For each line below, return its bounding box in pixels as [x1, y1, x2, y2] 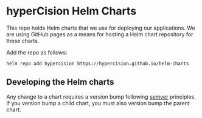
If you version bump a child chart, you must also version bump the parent [6, 99, 190, 107]
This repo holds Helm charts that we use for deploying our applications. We [6, 24, 196, 31]
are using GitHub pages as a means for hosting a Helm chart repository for [6, 30, 193, 38]
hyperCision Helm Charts [6, 4, 137, 18]
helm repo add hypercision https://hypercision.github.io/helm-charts [6, 61, 189, 67]
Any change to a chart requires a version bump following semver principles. [6, 93, 197, 100]
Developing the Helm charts [6, 77, 114, 87]
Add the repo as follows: [6, 48, 68, 56]
